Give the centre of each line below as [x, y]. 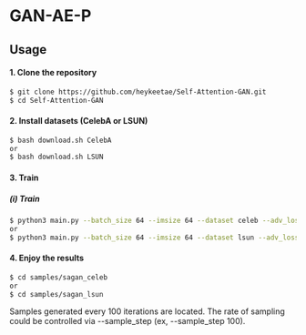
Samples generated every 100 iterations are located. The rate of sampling [147, 311]
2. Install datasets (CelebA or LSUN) [79, 121]
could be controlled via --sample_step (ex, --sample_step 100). [127, 321]
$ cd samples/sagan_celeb [58, 277]
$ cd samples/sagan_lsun [56, 294]
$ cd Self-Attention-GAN [56, 100]
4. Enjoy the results [47, 258]
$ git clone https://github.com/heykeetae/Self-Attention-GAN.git [138, 92]
